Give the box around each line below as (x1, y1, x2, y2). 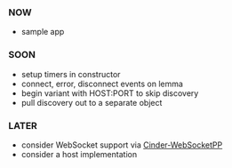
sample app (20, 27, 65, 37)
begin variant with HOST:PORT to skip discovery (20, 87, 199, 99)
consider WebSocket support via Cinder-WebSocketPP (20, 140, 223, 150)
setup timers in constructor (20, 68, 121, 79)
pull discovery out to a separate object (20, 97, 163, 108)
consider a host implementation (20, 148, 138, 159)
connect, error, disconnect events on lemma (20, 78, 184, 89)
